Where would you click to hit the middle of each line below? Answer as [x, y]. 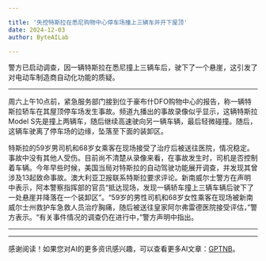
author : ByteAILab [38, 37]
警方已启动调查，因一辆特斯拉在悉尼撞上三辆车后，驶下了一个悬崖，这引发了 [133, 67]
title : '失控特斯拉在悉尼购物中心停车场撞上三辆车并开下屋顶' [98, 22]
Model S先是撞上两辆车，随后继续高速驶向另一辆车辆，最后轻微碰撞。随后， [133, 121]
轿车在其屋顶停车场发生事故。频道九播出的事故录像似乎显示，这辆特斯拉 [140, 112]
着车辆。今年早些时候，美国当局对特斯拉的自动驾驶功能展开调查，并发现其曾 [133, 168]
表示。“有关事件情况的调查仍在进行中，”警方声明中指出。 [106, 217]
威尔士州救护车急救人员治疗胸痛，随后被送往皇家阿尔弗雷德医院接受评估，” [129, 207]
